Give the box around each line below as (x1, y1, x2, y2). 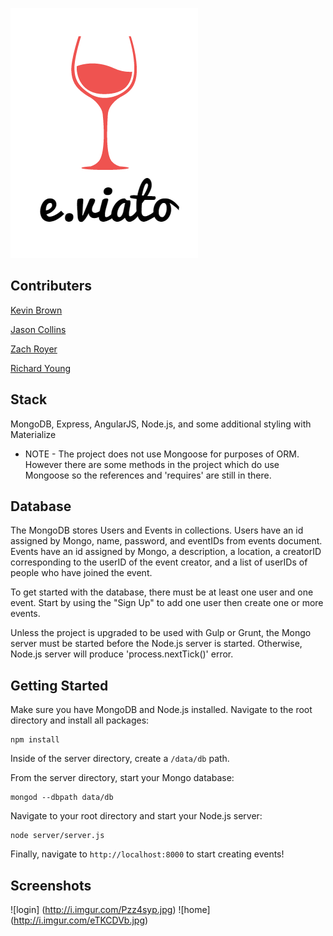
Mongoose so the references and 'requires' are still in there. (24, 469, 272, 481)
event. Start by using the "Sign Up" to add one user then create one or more (10, 597, 324, 609)
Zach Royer (10, 343, 58, 355)
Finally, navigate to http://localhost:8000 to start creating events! (10, 848, 285, 860)
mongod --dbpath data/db (10, 793, 114, 803)
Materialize (10, 428, 57, 440)
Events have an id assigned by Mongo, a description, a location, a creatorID (10, 546, 322, 558)
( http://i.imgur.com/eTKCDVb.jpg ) (10, 914, 149, 927)
